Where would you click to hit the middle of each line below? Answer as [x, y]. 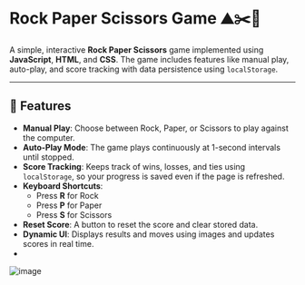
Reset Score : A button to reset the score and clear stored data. [140, 224]
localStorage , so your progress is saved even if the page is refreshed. [153, 176]
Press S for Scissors [74, 214]
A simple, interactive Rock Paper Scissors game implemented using [137, 49]
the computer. [49, 137]
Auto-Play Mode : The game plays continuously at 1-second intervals [152, 147]
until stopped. [48, 157]
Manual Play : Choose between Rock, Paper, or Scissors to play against [155, 128]
